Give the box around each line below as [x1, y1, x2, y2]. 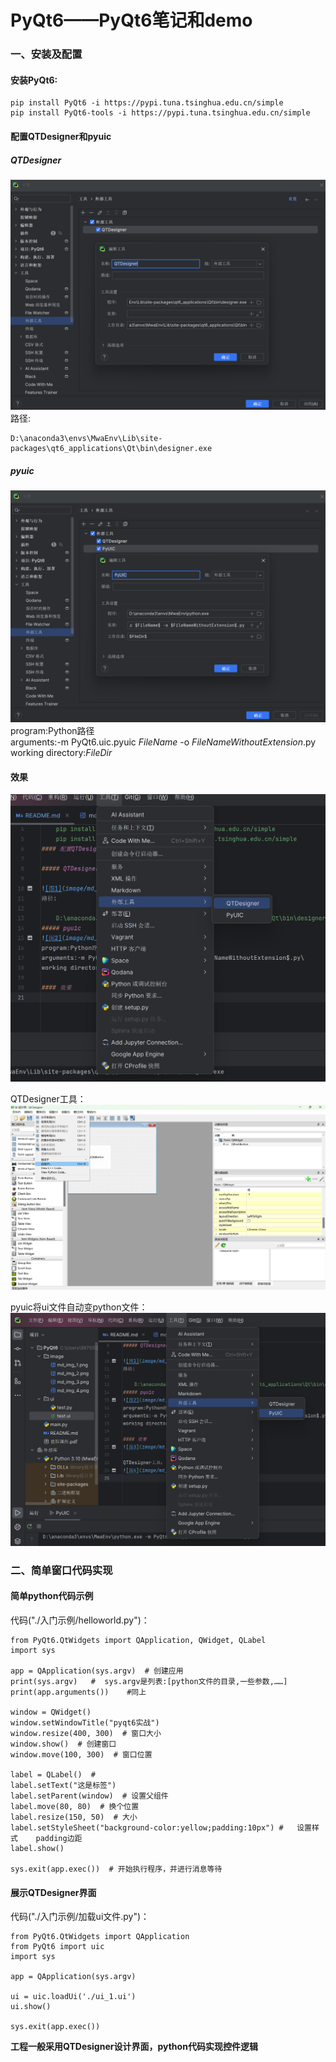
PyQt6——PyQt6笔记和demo [10, 9, 253, 32]
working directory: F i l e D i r [10, 747, 113, 759]
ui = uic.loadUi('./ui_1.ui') [10, 1992, 137, 2002]
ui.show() [10, 2002, 52, 2012]
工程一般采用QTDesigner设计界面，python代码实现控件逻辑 [10, 2041, 258, 2053]
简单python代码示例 [10, 1590, 94, 1602]
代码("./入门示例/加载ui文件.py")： [10, 1911, 150, 1923]
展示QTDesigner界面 [10, 1886, 97, 1898]
